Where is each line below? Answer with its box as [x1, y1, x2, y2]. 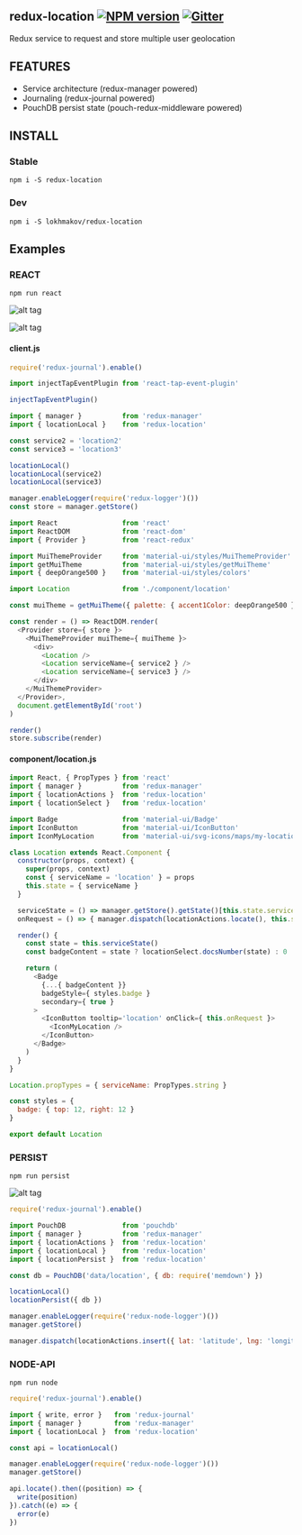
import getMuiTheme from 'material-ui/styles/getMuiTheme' [9, 560, 271, 569]
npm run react [9, 289, 63, 298]
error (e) [17, 1509, 50, 1519]
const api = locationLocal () [9, 1443, 119, 1452]
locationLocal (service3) [9, 478, 102, 487]
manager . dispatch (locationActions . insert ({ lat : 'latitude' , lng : [9, 1336, 263, 1346]
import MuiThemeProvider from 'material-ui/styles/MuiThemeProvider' [9, 552, 292, 561]
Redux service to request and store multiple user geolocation [9, 32, 235, 43]
